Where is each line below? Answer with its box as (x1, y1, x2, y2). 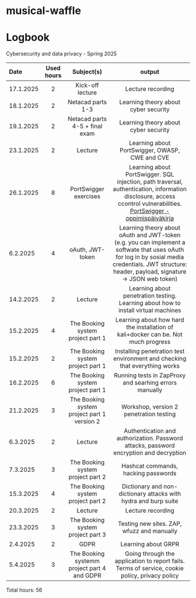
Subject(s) (72, 68, 102, 76)
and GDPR (73, 572, 101, 580)
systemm (75, 557, 100, 565)
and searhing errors (123, 379, 177, 387)
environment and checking (113, 355, 187, 363)
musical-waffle (6, 4, 82, 18)
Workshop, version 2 (121, 403, 178, 411)
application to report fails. (114, 557, 185, 565)
